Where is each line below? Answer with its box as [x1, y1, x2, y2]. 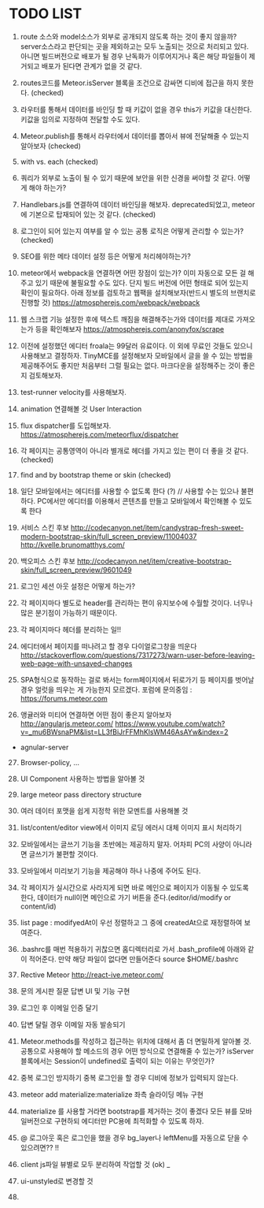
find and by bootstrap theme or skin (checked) [20, 470, 171, 479]
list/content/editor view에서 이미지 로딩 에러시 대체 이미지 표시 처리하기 [20, 823, 242, 832]
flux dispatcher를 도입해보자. [20, 421, 112, 430]
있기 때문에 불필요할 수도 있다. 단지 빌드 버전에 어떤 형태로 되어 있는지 [35, 277, 249, 288]
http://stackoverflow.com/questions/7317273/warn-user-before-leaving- [20, 650, 255, 660]
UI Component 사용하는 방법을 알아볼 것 [20, 774, 145, 783]
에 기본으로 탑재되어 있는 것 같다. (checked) [20, 210, 156, 219]
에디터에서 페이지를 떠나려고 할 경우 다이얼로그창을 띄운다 [20, 641, 197, 651]
